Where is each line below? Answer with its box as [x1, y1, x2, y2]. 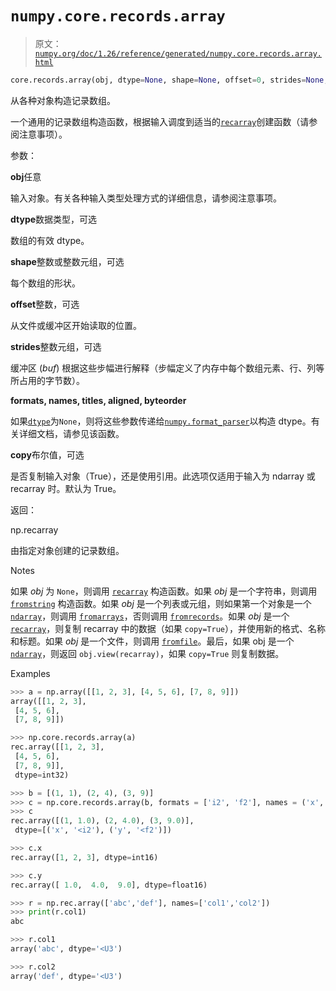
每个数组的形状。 [10, 277, 81, 289]
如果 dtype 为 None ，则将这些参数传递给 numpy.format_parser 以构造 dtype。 [10, 415, 312, 427]
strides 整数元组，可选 [10, 340, 102, 352]
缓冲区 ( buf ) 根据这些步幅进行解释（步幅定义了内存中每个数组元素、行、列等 [10, 362, 325, 374]
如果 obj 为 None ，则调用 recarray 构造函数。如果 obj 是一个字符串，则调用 [10, 585, 318, 597]
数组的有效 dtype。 [10, 234, 90, 246]
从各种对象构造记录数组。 [10, 94, 116, 106]
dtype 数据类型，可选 [10, 213, 98, 225]
